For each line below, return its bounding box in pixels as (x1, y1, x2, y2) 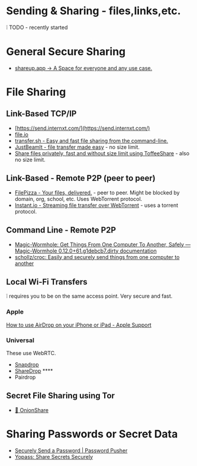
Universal (6, 336, 34, 344)
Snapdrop (14, 360, 40, 368)
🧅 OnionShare (14, 406, 49, 413)
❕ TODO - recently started (6, 24, 68, 31)
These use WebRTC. (6, 349, 56, 356)
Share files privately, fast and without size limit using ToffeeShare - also (14, 149, 190, 157)
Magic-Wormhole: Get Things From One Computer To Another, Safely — (14, 241, 191, 248)
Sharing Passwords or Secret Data (6, 427, 178, 441)
